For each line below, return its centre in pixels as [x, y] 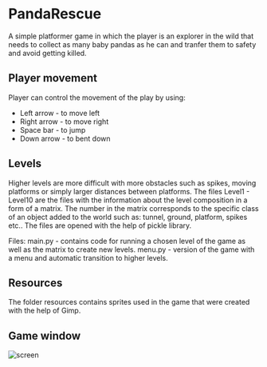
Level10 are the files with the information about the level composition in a [128, 200]
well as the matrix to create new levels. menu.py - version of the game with [132, 249]
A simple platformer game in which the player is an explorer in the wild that [131, 36]
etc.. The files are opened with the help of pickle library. [100, 225]
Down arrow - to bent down [65, 138]
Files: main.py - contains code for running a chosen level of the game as [127, 241]
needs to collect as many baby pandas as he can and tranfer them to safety [132, 44]
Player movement [53, 78]
